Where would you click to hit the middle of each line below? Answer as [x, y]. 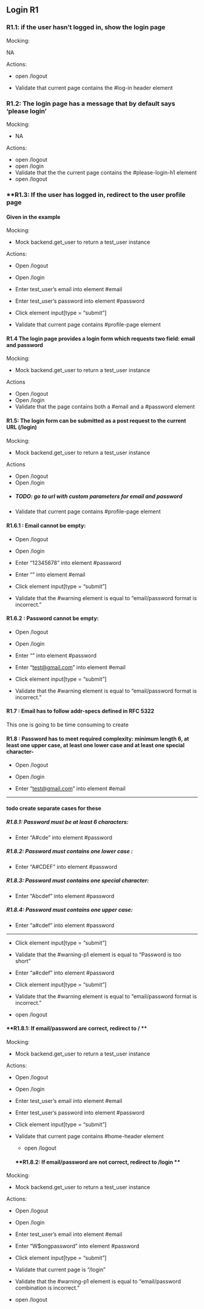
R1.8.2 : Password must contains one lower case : [70, 851]
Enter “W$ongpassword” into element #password [77, 1246]
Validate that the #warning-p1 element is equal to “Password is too [98, 955]
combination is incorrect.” [47, 1288]
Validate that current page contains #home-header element [89, 1136]
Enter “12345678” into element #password [68, 562]
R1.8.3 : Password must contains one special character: [78, 880]
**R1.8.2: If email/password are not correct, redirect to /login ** [97, 1162]
